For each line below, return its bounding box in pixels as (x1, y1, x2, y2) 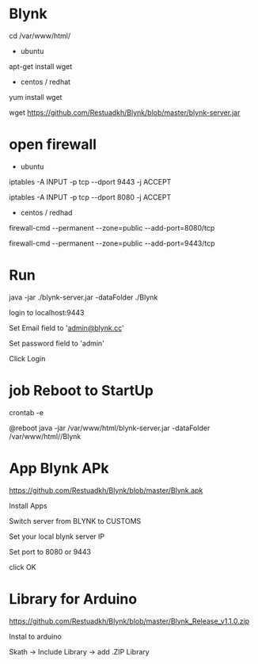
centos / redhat (20, 77, 70, 86)
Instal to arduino (9, 632, 62, 641)
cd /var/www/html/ (9, 31, 71, 40)
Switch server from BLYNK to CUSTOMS (9, 516, 142, 525)
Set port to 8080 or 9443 (9, 547, 92, 556)
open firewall (9, 135, 97, 154)
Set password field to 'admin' (9, 338, 105, 348)
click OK (9, 562, 36, 571)
